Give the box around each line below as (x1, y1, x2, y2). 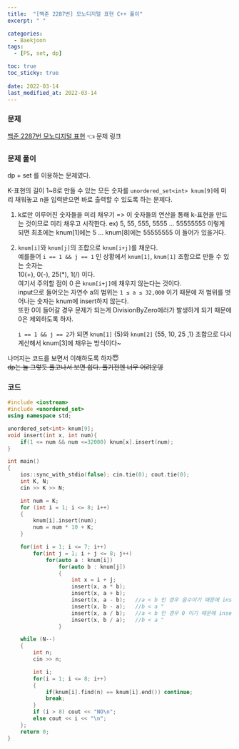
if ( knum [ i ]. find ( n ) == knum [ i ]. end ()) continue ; (45, 688, 193, 695)
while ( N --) (20, 636, 56, 643)
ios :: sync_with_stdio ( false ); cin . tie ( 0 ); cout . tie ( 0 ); (20, 472, 190, 479)
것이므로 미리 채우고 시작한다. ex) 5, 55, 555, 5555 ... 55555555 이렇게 (25, 219, 225, 228)
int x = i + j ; (71, 576, 116, 584)
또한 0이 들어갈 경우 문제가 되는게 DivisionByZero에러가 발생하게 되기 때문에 (17, 305, 232, 314)
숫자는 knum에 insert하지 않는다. (36, 297, 129, 305)
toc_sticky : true (7, 69, 59, 76)
